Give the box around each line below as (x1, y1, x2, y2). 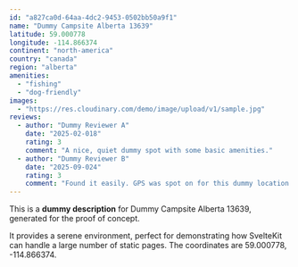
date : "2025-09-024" (25, 163, 102, 171)
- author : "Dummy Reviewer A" (17, 121, 129, 130)
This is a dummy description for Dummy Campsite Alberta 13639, (9, 204, 252, 214)
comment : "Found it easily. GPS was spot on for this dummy (25, 179, 253, 188)
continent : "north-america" (9, 46, 114, 55)
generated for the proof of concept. (9, 213, 140, 224)
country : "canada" (9, 54, 78, 63)
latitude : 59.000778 (9, 29, 87, 38)
